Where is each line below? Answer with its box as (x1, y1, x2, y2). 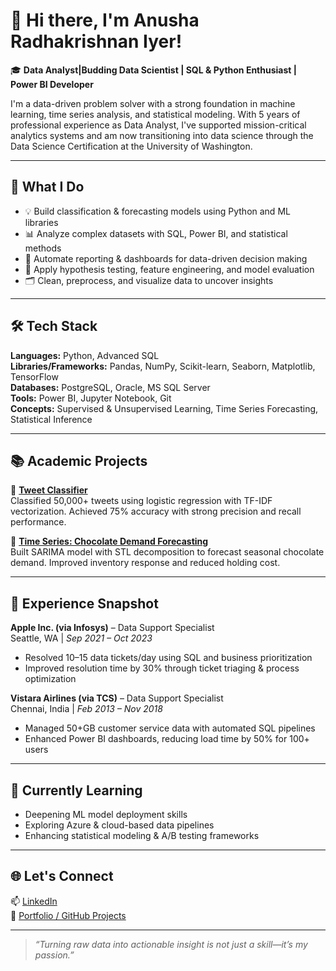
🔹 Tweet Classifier (10, 484, 88, 496)
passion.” (34, 949, 75, 961)
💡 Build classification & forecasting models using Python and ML (24, 205, 291, 217)
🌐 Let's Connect (10, 868, 114, 885)
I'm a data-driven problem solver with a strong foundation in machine (10, 97, 296, 109)
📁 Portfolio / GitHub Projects (10, 909, 127, 921)
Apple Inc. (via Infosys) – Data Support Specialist (10, 622, 215, 634)
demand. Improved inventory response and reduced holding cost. (10, 557, 281, 569)
